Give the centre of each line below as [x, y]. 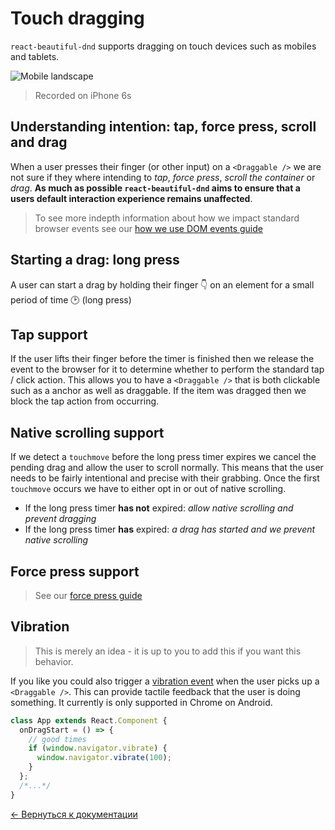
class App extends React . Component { [89, 720]
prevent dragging [60, 519]
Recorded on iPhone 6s [83, 95]
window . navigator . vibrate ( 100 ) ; [104, 758]
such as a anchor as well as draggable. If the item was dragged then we [158, 391]
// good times [57, 739]
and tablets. [35, 56]
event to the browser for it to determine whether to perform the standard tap [167, 369]
